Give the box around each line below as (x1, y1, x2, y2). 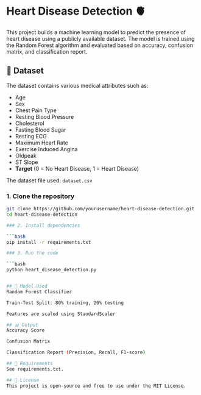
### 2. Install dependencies (6, 222, 80, 229)
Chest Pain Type (15, 107, 57, 114)
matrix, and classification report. (6, 48, 88, 55)
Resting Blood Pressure (15, 113, 74, 120)
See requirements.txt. (6, 366, 64, 372)
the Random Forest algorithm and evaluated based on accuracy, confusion (6, 41, 194, 49)
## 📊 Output (6, 322, 38, 328)
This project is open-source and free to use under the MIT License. (6, 383, 187, 389)
